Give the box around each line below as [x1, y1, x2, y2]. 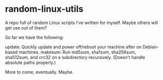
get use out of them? [5, 25, 47, 30]
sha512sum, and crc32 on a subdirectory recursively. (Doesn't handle [5, 54, 145, 60]
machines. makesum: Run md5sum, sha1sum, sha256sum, [19, 49, 136, 55]
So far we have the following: [5, 34, 64, 40]
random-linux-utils [5, 3, 84, 15]
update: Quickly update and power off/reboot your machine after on [5, 44, 142, 50]
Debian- [142, 44, 159, 50]
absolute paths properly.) [5, 59, 56, 65]
